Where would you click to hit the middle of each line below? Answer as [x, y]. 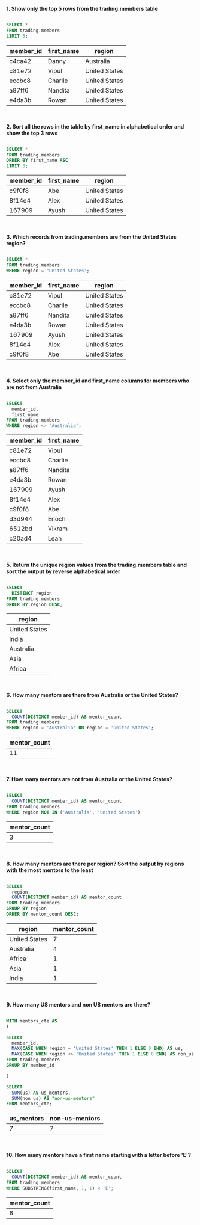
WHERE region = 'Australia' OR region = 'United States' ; [80, 728]
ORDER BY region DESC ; [34, 604]
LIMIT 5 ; [17, 36]
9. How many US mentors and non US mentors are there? [78, 1004]
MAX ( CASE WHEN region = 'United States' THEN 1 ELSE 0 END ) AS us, [98, 1049]
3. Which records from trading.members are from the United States [91, 237]
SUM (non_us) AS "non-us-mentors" [53, 1098]
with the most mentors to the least [50, 870]
